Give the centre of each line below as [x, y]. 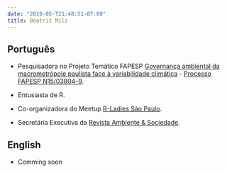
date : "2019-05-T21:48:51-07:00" [57, 14]
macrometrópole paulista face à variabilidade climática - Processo [114, 74]
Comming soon [40, 162]
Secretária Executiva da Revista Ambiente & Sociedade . [99, 123]
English [24, 145]
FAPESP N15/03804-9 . [51, 82]
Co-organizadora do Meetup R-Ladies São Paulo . [90, 109]
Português [31, 49]
